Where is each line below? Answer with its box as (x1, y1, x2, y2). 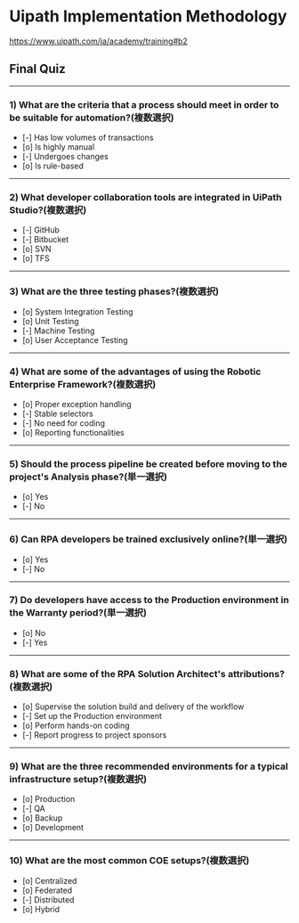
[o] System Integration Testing (21, 306, 133, 317)
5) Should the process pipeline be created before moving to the (9, 457, 287, 470)
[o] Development (21, 822, 85, 833)
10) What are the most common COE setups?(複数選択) (9, 854, 250, 867)
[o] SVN (21, 243, 52, 255)
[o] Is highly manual (21, 142, 95, 152)
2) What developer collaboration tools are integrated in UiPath (9, 191, 282, 203)
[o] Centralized (21, 875, 77, 886)
